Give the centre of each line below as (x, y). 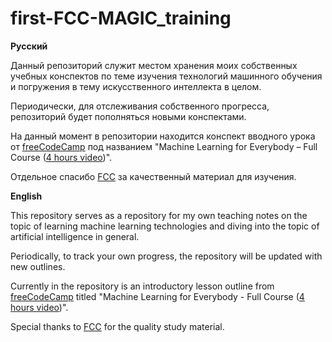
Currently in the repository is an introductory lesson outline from (142, 286)
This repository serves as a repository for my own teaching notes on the (159, 215)
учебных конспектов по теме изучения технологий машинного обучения (166, 76)
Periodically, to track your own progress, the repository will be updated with (166, 256)
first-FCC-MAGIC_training (121, 18)
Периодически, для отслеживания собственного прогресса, (140, 106)
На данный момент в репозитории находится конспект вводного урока (163, 136)
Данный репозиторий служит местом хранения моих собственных (154, 65)
